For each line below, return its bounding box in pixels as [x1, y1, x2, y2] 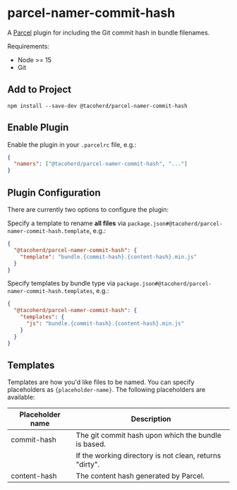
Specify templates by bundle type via [7, 279, 116, 287]
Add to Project [7, 83, 72, 96]
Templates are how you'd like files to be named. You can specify [7, 378, 195, 386]
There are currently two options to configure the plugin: [7, 205, 169, 213]
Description [130, 414, 171, 424]
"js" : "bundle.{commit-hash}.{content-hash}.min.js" [25, 320, 185, 327]
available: [7, 393, 35, 402]
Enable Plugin [7, 121, 69, 133]
